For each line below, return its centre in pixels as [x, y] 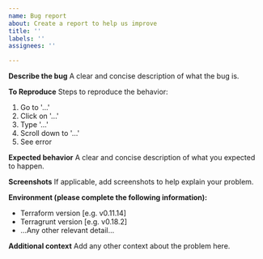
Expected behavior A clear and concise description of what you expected [132, 158]
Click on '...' [39, 116]
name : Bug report [38, 16]
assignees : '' [32, 46]
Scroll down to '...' [50, 134]
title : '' [25, 31]
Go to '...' [35, 108]
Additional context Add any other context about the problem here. [119, 246]
